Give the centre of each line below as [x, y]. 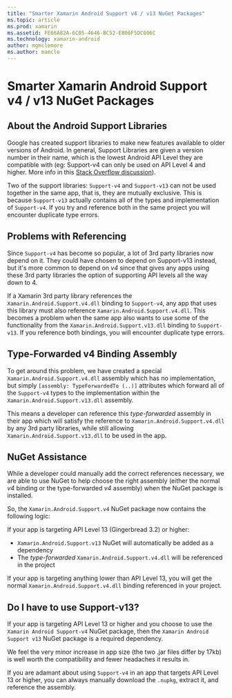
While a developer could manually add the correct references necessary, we [116, 474]
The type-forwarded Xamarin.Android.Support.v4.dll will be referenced [120, 558]
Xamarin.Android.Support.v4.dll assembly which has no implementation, [112, 378]
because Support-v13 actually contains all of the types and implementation [113, 200]
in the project [36, 565]
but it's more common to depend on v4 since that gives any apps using [108, 268]
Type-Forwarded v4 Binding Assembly [92, 354]
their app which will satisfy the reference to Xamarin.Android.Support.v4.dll [116, 421]
